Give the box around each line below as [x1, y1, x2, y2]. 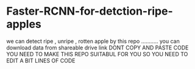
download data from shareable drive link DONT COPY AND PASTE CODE [6, 44, 189, 51]
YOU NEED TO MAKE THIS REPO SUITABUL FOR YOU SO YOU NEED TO [6, 50, 188, 57]
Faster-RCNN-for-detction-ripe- [6, 4, 173, 18]
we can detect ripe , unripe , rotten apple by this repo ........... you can [6, 37, 180, 45]
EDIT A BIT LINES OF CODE [6, 57, 76, 64]
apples [6, 17, 41, 31]
